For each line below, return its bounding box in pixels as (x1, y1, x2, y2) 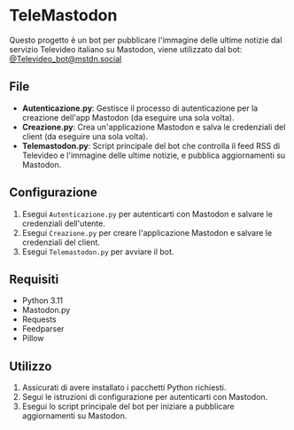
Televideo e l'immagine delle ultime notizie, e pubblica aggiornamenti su (21, 150, 286, 160)
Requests (21, 314, 57, 324)
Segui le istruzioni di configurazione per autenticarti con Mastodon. (21, 392, 268, 403)
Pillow (21, 333, 44, 344)
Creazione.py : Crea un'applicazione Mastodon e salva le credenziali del (21, 121, 286, 132)
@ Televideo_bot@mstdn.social (9, 53, 122, 64)
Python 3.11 (21, 295, 64, 306)
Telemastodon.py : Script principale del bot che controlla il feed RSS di (21, 140, 281, 151)
